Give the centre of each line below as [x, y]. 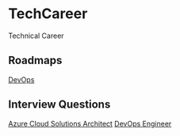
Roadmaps [35, 60]
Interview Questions [59, 105]
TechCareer [48, 14]
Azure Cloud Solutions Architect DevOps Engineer [90, 123]
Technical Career [36, 36]
